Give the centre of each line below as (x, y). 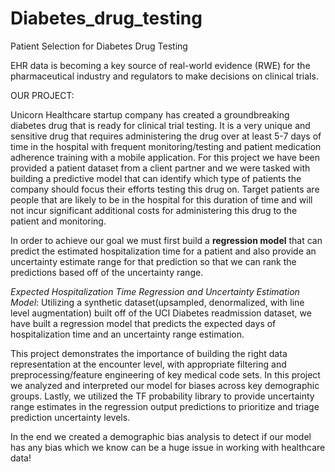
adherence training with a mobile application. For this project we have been (165, 157)
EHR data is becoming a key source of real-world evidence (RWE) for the (160, 65)
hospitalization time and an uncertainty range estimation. (127, 334)
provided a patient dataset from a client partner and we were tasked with (160, 168)
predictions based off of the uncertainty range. (107, 272)
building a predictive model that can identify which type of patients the (156, 178)
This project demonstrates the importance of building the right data (149, 353)
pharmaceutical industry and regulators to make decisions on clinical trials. (164, 76)
